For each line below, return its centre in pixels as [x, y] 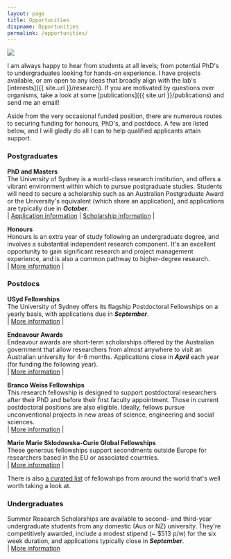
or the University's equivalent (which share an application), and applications [116, 201]
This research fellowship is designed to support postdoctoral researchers [112, 392]
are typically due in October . [48, 208]
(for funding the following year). [53, 364]
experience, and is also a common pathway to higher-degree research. [109, 258]
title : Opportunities [38, 20]
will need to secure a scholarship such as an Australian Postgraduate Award [115, 193]
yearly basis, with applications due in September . [78, 314]
